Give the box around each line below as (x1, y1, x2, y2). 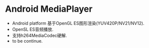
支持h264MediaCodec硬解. (12, 32, 67, 38)
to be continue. (12, 38, 43, 44)
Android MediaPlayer (5, 3, 93, 15)
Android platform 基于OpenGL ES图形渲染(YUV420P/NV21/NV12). (12, 20, 145, 26)
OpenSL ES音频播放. (12, 26, 54, 32)
